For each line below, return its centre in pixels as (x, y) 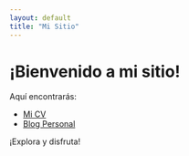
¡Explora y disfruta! (45, 141)
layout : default (40, 18)
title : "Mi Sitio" (44, 26)
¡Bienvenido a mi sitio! (95, 72)
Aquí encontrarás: (43, 97)
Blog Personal (49, 124)
